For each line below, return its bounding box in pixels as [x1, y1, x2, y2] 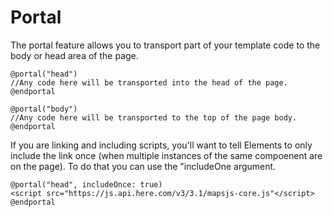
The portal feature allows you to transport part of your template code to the [10, 39, 321, 51]
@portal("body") [10, 104, 78, 114]
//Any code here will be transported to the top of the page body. [10, 112, 298, 123]
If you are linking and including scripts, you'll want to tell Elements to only [10, 139, 313, 151]
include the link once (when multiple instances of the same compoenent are [10, 149, 323, 161]
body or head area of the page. [10, 49, 139, 61]
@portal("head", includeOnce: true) [10, 179, 163, 190]
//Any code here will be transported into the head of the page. [10, 77, 288, 88]
